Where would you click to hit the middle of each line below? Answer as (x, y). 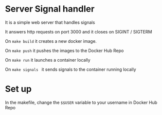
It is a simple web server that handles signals (50, 22)
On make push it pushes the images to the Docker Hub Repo (64, 50)
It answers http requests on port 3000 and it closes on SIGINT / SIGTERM (79, 32)
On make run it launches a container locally (48, 60)
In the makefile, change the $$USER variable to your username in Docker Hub (81, 102)
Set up (18, 89)
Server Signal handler (50, 9)
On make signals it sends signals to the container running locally (71, 69)
